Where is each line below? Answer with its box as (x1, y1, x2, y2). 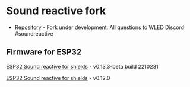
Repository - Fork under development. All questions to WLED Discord (14, 24, 185, 31)
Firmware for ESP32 (6, 47, 82, 57)
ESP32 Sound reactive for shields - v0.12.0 (6, 74, 110, 81)
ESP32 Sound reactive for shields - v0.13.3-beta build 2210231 (6, 63, 159, 70)
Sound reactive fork (6, 4, 106, 18)
